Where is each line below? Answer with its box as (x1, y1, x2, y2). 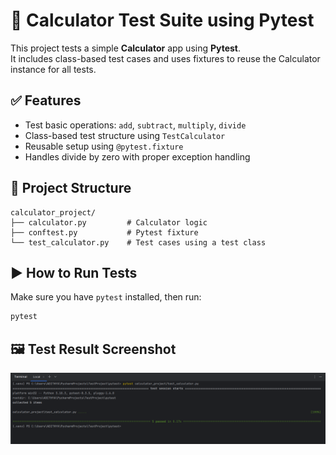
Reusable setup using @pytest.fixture (24, 140, 184, 152)
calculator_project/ (10, 207, 97, 218)
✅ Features (10, 92, 82, 109)
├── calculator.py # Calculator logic (10, 217, 208, 228)
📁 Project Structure (10, 180, 132, 197)
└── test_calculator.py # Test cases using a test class (10, 237, 267, 248)
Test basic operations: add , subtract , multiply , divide (24, 119, 247, 131)
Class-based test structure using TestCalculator (24, 129, 226, 141)
